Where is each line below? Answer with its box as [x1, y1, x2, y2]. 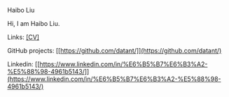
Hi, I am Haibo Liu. [7, 20, 60, 27]
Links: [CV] [7, 33, 40, 41]
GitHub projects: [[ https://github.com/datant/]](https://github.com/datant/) [7, 47, 222, 54]
